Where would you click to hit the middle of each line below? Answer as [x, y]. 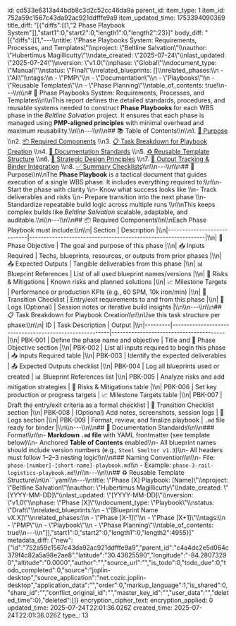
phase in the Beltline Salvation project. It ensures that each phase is [106, 115]
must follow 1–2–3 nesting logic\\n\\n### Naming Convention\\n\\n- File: [111, 457]
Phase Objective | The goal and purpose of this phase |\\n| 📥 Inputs [106, 246]
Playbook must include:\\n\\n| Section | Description [81, 230]
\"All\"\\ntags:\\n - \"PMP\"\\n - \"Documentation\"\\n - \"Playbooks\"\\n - [111, 78]
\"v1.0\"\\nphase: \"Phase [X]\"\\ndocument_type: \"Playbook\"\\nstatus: [111, 502]
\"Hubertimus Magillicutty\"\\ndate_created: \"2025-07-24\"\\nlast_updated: [117, 55]
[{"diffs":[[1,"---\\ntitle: [40, 40]
